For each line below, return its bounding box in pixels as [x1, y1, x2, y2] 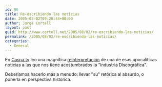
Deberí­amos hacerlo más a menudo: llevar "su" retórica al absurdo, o [5, 71, 144, 77]
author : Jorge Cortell [5, 20, 51, 26]
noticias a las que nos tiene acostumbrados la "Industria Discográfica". [5, 62, 147, 68]
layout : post [5, 25, 32, 30]
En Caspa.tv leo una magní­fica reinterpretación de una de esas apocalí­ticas [5, 56, 157, 62]
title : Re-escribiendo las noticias [5, 12, 80, 17]
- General [9, 43, 29, 48]
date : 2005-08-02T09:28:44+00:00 [5, 16, 73, 21]
